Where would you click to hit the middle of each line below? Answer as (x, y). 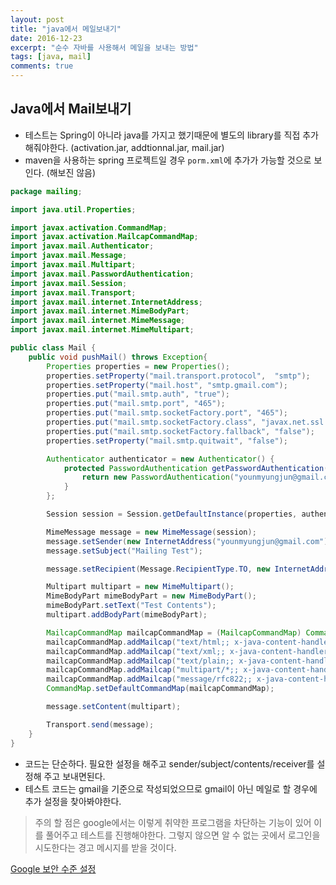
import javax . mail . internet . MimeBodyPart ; (100, 311)
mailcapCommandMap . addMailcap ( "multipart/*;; (143, 670)
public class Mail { (53, 348)
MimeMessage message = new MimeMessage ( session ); (151, 532)
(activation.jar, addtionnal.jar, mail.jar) (147, 147)
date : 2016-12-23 (46, 38)
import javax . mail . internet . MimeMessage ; (98, 321)
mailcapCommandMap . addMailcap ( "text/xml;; (136, 651)
